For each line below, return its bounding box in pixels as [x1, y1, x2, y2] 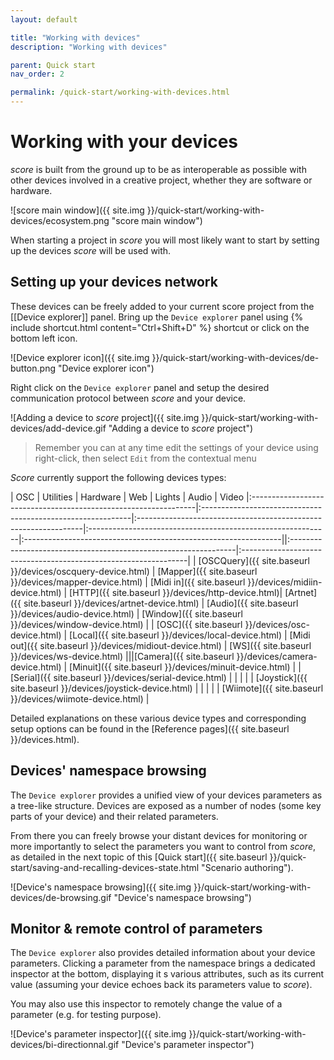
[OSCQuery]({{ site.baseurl [198, 554, 310, 566]
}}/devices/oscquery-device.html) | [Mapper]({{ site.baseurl [10, 565, 258, 577]
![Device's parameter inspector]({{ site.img [10, 1028, 187, 1040]
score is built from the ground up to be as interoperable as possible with [10, 163, 307, 175]
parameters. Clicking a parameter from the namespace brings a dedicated [10, 957, 316, 970]
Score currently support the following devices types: [10, 471, 227, 483]
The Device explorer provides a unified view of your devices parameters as [10, 789, 323, 801]
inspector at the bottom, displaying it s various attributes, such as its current [10, 968, 325, 980]
